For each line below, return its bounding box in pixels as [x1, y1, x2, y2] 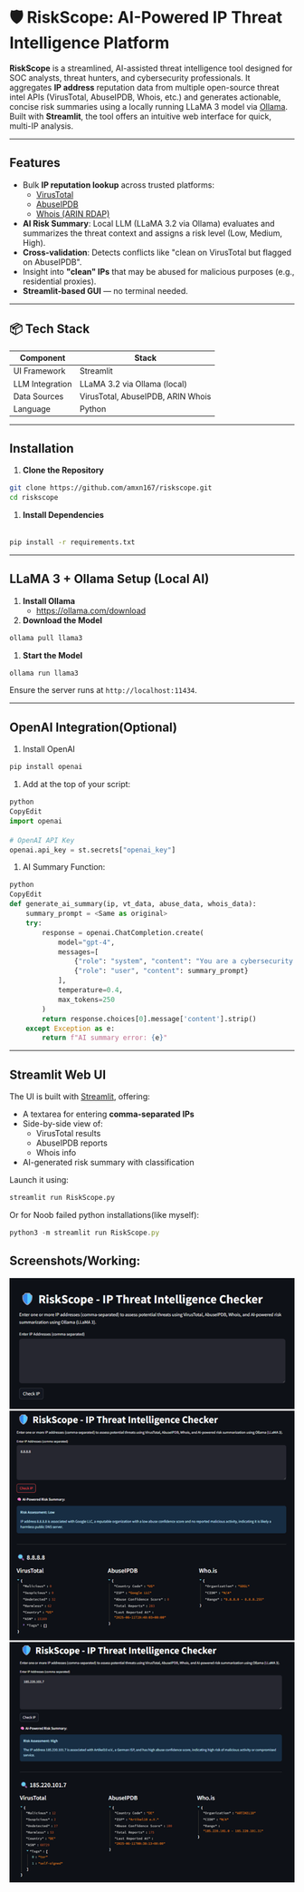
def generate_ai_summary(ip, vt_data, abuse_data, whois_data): [9, 900, 257, 909]
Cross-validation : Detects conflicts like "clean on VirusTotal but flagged [22, 247, 292, 258]
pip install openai [9, 763, 83, 772]
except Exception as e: [25, 1024, 116, 1033]
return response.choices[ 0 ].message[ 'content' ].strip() [42, 1014, 257, 1023]
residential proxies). [22, 276, 97, 287]
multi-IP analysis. [9, 120, 74, 132]
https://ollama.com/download [35, 605, 147, 616]
